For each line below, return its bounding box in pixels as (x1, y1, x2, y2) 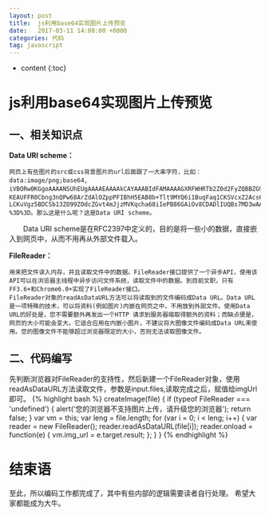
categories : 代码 (9, 34, 65, 42)
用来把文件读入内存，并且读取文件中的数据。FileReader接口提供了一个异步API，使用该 (9, 268, 258, 276)
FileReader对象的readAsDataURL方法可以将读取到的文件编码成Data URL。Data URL (9, 294, 256, 302)
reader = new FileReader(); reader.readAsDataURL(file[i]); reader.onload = (9, 421, 254, 431)
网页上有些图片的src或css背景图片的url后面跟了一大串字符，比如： (9, 168, 202, 176)
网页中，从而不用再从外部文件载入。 (22, 234, 142, 244)
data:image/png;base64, (9, 176, 89, 184)
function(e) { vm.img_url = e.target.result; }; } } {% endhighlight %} (9, 430, 228, 439)
